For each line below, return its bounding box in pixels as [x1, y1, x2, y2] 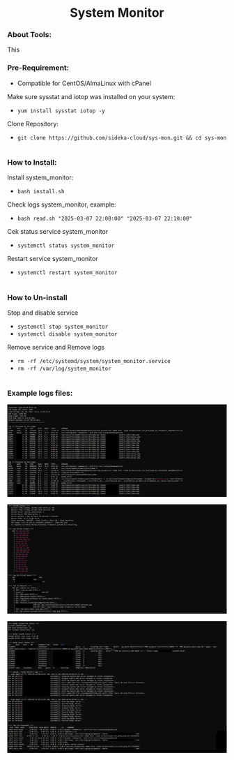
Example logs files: [7, 389, 73, 398]
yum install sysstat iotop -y [17, 107, 106, 114]
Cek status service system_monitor [7, 228, 109, 236]
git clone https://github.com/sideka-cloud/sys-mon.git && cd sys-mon [17, 134, 227, 141]
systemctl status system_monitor [17, 242, 115, 249]
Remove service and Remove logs [7, 343, 104, 351]
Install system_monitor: [7, 173, 74, 182]
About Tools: [7, 30, 52, 40]
